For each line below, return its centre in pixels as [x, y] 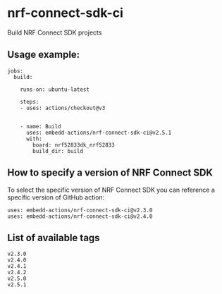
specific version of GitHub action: [56, 197]
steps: [30, 102]
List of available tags [54, 238]
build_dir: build [58, 151]
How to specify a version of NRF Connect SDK [110, 173]
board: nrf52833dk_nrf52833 [74, 145]
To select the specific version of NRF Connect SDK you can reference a [111, 190]
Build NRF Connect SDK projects [55, 32]
